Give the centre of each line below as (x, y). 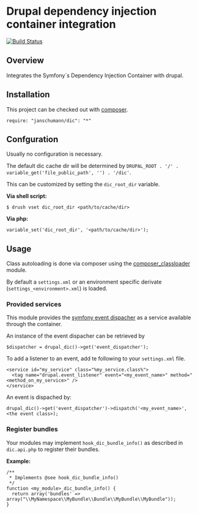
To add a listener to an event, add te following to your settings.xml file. (96, 359)
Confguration (32, 139)
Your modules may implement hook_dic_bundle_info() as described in (95, 443)
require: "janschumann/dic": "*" (49, 121)
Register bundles (32, 429)
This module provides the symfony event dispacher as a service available (99, 317)
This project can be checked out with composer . (67, 109)
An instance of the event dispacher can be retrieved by (76, 336)
